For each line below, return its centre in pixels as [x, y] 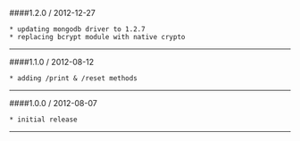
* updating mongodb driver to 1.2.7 [77, 29]
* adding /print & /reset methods [74, 79]
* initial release [43, 120]
